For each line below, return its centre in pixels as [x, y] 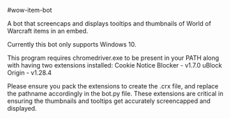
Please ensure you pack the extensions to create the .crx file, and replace [113, 86]
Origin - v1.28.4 [30, 73]
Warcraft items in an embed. [48, 31]
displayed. [22, 108]
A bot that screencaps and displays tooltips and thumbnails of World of [109, 23]
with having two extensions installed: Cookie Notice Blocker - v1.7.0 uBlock [115, 65]
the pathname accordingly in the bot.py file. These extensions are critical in [115, 94]
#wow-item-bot [30, 10]
